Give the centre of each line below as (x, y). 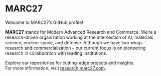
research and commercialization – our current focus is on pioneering (76, 48)
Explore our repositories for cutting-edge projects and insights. (70, 63)
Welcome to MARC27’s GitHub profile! (44, 22)
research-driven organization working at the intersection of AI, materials (79, 37)
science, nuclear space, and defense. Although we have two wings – (76, 42)
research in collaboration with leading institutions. (56, 53)
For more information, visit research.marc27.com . (56, 68)
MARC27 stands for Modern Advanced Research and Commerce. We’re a (81, 32)
